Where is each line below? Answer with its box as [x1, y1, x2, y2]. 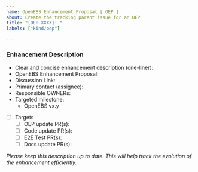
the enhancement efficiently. [6, 159, 77, 166]
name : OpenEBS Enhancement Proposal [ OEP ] [6, 8, 119, 15]
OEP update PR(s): [23, 120, 70, 127]
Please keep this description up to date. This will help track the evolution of [6, 152, 192, 159]
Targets [14, 113, 34, 121]
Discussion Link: [14, 76, 56, 84]
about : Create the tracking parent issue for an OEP [6, 14, 141, 20]
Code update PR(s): [23, 127, 73, 134]
